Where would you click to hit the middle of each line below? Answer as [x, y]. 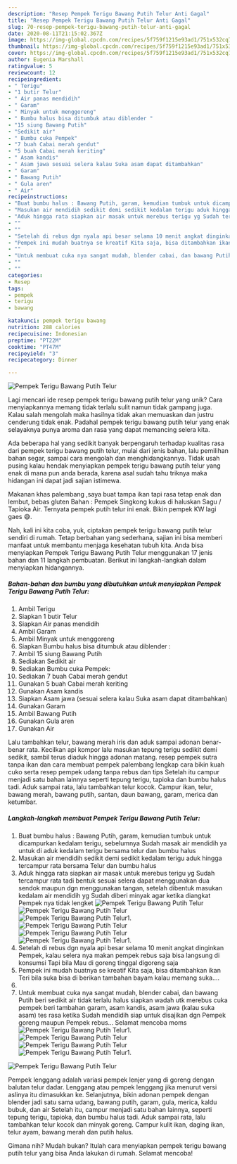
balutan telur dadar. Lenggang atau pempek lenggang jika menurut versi [113, 1087]
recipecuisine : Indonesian [47, 334]
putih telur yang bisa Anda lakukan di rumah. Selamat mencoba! [100, 1153]
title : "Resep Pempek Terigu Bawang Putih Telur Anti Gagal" [100, 20]
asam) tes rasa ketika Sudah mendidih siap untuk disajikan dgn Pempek [122, 1015]
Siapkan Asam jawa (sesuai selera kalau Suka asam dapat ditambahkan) [123, 699]
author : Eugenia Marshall [46, 60]
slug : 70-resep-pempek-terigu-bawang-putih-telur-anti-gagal [100, 27]
